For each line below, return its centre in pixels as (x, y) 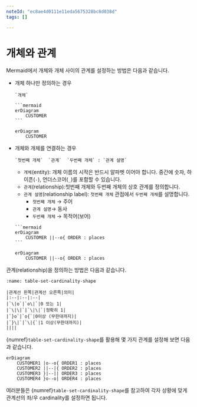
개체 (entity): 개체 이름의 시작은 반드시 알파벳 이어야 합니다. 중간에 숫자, (104, 172)
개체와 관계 (31, 53)
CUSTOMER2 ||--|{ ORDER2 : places (59, 369)
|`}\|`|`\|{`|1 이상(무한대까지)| (44, 323)
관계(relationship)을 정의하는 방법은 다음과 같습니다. (66, 270)
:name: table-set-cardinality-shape (51, 281)
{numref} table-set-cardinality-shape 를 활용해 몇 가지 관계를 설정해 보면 (93, 340)
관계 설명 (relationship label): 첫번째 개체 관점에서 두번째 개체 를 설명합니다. (106, 194)
